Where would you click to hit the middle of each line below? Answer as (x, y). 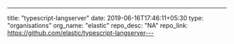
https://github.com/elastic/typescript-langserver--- (81, 33)
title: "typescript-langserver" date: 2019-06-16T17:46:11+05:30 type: (106, 18)
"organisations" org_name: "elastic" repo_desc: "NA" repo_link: (97, 25)
